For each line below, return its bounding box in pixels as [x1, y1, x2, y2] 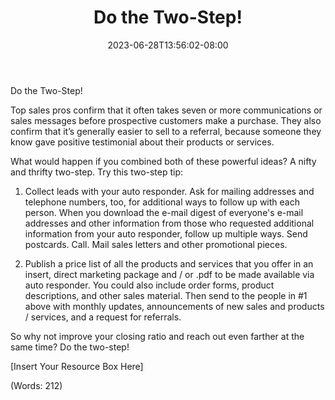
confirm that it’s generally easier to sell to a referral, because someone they [10, 125, 322, 137]
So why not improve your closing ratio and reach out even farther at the [10, 330, 305, 342]
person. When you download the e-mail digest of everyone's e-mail [24, 206, 304, 218]
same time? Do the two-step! [10, 341, 130, 353]
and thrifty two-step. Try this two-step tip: [10, 166, 184, 178]
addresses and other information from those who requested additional [24, 217, 315, 229]
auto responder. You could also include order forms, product [24, 279, 275, 291]
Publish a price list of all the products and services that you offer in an [24, 257, 314, 270]
